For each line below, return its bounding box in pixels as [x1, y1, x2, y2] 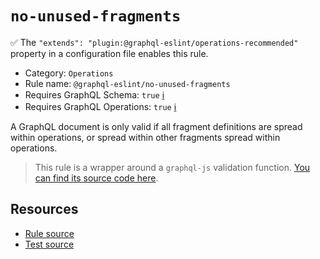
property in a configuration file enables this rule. [10, 47, 209, 59]
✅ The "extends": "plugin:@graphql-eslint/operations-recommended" [10, 36, 299, 48]
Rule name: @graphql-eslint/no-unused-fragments [24, 77, 231, 89]
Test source [24, 238, 75, 250]
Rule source [24, 227, 75, 239]
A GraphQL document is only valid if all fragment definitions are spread [10, 120, 303, 132]
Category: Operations [24, 67, 114, 79]
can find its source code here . [34, 172, 159, 184]
